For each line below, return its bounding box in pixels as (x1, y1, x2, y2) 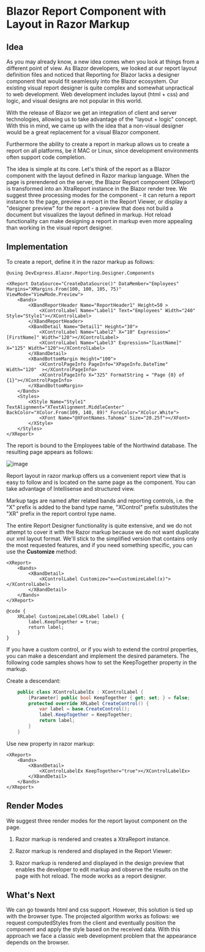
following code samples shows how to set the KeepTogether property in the (6, 658, 197, 666)
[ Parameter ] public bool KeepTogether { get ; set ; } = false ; (28, 694, 190, 701)
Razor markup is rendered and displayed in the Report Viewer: (15, 847, 173, 854)
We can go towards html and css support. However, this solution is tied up (6, 906, 193, 913)
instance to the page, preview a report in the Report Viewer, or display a (6, 198, 188, 205)
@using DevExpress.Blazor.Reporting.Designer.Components (6, 270, 155, 276)
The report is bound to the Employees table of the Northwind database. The (6, 442, 198, 449)
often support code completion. (6, 153, 86, 161)
